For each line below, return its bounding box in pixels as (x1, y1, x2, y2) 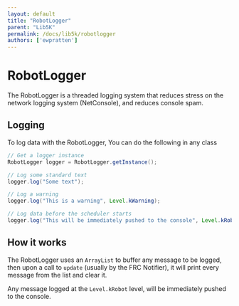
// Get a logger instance (7, 152, 84, 159)
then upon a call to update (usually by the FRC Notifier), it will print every (7, 263, 219, 271)
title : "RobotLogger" (7, 17, 72, 24)
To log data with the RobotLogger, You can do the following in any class (7, 138, 218, 147)
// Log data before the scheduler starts (7, 211, 132, 218)
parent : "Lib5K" (7, 23, 55, 31)
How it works (7, 236, 67, 249)
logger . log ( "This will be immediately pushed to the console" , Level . (7, 217, 221, 224)
